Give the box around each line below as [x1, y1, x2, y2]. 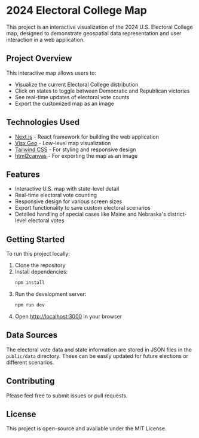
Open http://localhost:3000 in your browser [14, 313, 123, 320]
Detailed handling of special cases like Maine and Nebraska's [14, 210, 166, 218]
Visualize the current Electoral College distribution [14, 81, 139, 88]
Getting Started [6, 234, 65, 244]
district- [167, 210, 187, 218]
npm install [14, 280, 45, 286]
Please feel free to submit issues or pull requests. [6, 392, 128, 399]
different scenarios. [6, 359, 54, 366]
